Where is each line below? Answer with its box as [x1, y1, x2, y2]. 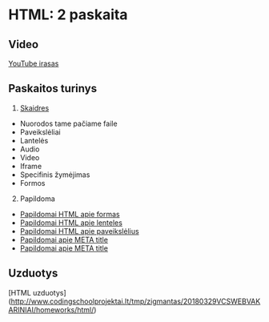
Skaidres [19, 103, 50, 113]
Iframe [19, 161, 42, 171]
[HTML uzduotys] [8, 288, 66, 297]
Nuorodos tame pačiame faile [19, 119, 118, 128]
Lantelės [19, 135, 49, 145]
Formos [19, 178, 46, 187]
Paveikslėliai [19, 127, 62, 137]
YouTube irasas [8, 58, 59, 68]
